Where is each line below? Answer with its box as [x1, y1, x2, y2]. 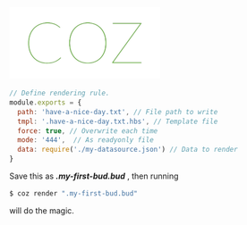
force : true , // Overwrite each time [17, 126, 158, 136]
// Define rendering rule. [9, 88, 110, 97]
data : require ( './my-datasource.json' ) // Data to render [17, 146, 239, 154]
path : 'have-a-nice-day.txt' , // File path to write [17, 107, 218, 116]
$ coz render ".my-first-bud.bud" [9, 189, 139, 198]
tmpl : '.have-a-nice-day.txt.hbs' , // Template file [17, 117, 218, 126]
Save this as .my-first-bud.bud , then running [9, 171, 179, 181]
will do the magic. [9, 204, 74, 216]
